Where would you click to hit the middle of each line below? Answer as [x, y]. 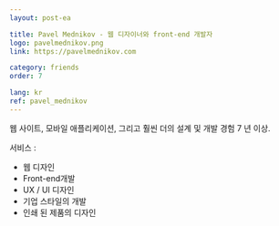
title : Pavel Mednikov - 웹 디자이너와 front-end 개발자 [111, 34]
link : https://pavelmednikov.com [73, 51]
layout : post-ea [40, 18]
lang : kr [26, 93]
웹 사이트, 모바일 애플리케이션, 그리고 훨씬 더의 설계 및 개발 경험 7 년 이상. [140, 128]
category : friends [44, 68]
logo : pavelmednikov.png [57, 43]
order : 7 [26, 77]
